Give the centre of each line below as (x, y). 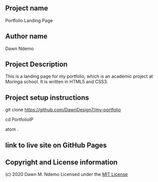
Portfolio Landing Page (29, 20)
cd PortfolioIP (19, 119)
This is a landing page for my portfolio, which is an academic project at (79, 76)
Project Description (36, 64)
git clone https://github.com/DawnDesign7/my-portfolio (63, 110)
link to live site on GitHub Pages (56, 145)
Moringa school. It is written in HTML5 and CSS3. (57, 82)
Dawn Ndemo (19, 48)
